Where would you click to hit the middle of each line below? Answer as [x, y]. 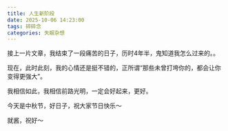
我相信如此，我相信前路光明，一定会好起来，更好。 [80, 91]
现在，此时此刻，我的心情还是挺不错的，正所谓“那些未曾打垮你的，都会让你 [114, 68]
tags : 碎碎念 [24, 26]
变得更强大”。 [27, 77]
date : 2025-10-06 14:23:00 [46, 20]
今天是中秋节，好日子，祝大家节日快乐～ [64, 106]
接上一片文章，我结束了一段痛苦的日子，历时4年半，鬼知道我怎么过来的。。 [113, 53]
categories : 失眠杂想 [36, 33]
